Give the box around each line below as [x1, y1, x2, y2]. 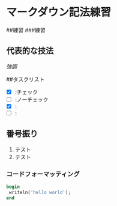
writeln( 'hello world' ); [8, 189, 71, 195]
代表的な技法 [6, 46, 54, 56]
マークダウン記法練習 [6, 5, 111, 19]
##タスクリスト [6, 76, 45, 83]
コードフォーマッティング [6, 169, 80, 178]
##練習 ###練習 [6, 26, 46, 34]
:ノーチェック [14, 95, 49, 103]
